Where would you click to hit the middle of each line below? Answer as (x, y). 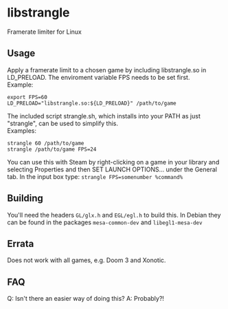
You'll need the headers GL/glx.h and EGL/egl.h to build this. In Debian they (114, 215)
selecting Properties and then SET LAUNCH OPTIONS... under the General (112, 169)
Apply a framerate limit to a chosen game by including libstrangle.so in (107, 70)
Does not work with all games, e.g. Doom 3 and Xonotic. (87, 260)
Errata (21, 243)
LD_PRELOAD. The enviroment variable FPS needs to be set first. (99, 77)
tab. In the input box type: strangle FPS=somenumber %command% (95, 176)
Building (25, 199)
